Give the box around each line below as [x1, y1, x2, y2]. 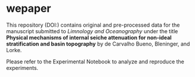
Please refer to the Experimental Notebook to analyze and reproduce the [6, 58, 185, 65]
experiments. [6, 64, 39, 71]
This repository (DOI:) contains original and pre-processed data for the [6, 21, 180, 28]
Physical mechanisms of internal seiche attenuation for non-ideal [6, 34, 172, 41]
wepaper [6, 2, 52, 15]
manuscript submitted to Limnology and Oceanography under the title [6, 27, 178, 34]
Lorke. [6, 46, 22, 53]
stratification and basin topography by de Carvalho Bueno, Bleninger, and [6, 40, 190, 47]
